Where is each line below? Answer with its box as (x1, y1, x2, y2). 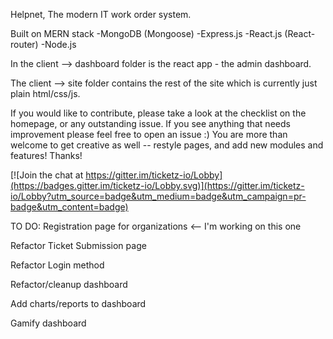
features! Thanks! (10, 150, 83, 161)
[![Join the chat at (10, 169, 84, 181)
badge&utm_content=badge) (10, 201, 129, 213)
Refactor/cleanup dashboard (10, 279, 128, 290)
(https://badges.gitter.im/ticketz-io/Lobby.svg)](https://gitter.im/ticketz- (10, 180, 305, 191)
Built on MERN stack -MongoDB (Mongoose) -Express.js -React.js (10, 28, 283, 39)
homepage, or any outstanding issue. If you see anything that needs (10, 118, 291, 129)
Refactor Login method (10, 259, 105, 271)
